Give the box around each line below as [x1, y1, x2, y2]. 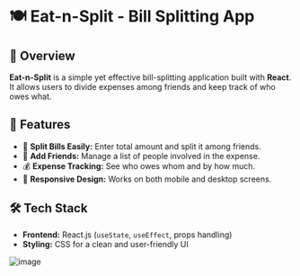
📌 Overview [9, 48, 75, 63]
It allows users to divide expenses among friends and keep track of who [9, 82, 276, 92]
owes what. [9, 91, 52, 102]
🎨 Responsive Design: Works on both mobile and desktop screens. [22, 174, 272, 184]
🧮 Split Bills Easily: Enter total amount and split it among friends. [22, 140, 262, 152]
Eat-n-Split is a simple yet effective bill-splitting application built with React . [9, 72, 292, 83]
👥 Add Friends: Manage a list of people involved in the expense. [22, 150, 260, 161]
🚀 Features [9, 117, 71, 132]
